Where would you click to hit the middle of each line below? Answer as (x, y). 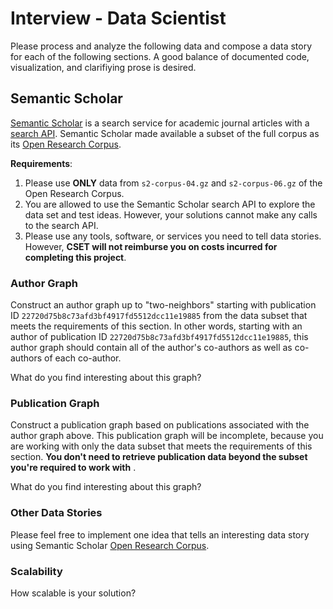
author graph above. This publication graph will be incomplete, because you (167, 436)
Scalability (36, 571)
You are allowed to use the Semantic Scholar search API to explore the (170, 204)
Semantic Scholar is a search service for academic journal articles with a (160, 123)
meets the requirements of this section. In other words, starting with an (156, 326)
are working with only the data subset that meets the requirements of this (161, 446)
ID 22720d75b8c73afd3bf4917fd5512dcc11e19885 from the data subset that (159, 316)
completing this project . (75, 257)
